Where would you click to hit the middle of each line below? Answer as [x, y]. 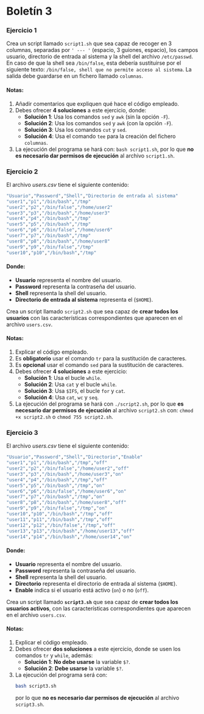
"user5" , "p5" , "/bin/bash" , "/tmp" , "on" [55, 486]
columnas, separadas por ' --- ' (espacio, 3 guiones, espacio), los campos [102, 50]
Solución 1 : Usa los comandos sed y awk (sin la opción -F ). [97, 117]
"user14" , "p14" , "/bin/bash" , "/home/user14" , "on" [69, 537]
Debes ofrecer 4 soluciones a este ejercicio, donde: [81, 110]
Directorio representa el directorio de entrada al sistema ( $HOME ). [96, 583]
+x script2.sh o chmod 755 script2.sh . [64, 417]
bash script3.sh [36, 686]
